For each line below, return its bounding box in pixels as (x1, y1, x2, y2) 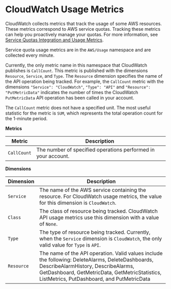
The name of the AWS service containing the (39, 186, 147, 193)
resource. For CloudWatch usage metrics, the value (39, 193, 162, 200)
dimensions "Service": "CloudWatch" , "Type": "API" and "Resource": (5, 83, 151, 90)
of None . (39, 220, 58, 227)
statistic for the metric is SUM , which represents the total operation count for (5, 110, 163, 116)
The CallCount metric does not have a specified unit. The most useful (5, 104, 151, 110)
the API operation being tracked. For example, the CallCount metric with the (5, 78, 164, 84)
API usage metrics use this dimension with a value (39, 214, 159, 221)
